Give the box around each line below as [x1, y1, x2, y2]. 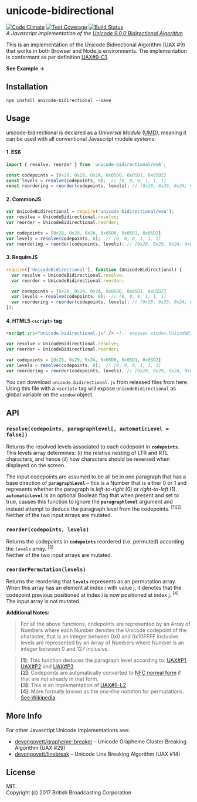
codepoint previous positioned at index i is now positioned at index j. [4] [6, 590, 179, 599]
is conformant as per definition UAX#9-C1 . [6, 53, 108, 60]
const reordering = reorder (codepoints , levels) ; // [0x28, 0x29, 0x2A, [6, 183, 188, 189]
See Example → [6, 64, 45, 72]
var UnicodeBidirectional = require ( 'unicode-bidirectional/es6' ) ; [6, 209, 175, 215]
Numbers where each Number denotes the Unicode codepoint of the [20, 626, 187, 634]
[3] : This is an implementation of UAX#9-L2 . [20, 681, 128, 688]
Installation [6, 82, 48, 92]
